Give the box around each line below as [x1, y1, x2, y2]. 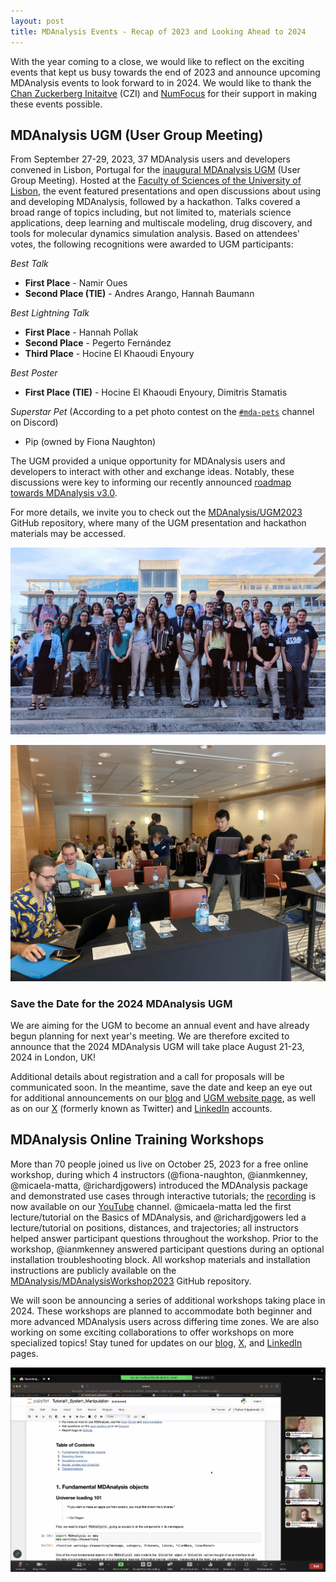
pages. [10, 1347, 39, 1359]
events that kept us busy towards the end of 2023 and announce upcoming [10, 66, 321, 78]
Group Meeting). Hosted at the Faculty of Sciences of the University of [10, 175, 302, 187]
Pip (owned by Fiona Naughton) [24, 436, 157, 448]
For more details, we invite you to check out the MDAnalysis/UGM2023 [10, 506, 303, 519]
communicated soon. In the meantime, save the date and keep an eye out [10, 1081, 313, 1093]
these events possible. [10, 98, 103, 110]
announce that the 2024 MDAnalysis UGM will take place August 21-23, [10, 1040, 305, 1052]
